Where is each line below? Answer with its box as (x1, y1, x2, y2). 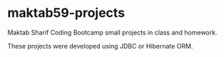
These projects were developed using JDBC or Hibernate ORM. (7, 42, 194, 50)
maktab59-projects (7, 5, 126, 21)
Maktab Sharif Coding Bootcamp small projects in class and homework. (7, 28, 218, 37)
